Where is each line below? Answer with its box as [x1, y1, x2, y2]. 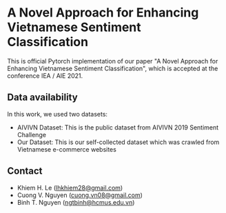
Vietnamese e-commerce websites [17, 145, 117, 153]
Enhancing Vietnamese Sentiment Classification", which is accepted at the [7, 64, 218, 72]
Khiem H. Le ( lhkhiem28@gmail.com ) [17, 183, 123, 192]
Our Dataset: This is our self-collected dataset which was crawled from [17, 138, 220, 146]
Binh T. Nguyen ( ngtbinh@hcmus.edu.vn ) [17, 198, 135, 206]
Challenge [17, 130, 47, 139]
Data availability [7, 92, 78, 103]
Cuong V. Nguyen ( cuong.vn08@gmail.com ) [17, 191, 143, 199]
